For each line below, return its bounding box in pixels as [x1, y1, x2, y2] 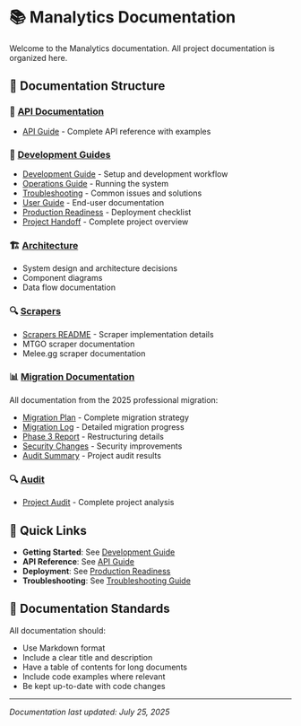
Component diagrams [21, 273, 103, 284]
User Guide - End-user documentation [21, 197, 164, 207]
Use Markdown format [21, 643, 106, 653]
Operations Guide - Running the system [21, 178, 168, 188]
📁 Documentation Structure [9, 78, 166, 94]
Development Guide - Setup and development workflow [21, 168, 228, 179]
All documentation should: [9, 625, 106, 635]
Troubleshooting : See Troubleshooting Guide [21, 575, 191, 586]
